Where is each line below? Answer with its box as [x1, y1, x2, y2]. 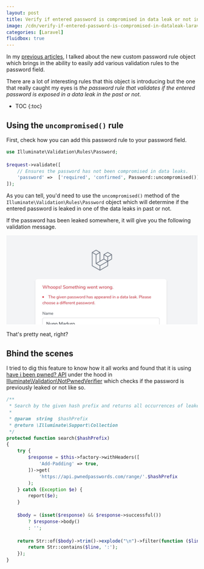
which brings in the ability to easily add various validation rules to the [6, 60, 179, 67]
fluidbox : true [6, 35, 45, 42]
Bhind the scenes [6, 348, 74, 359]
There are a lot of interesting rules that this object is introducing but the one [6, 78, 195, 85]
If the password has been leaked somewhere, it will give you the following [6, 217, 191, 224]
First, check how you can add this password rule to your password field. [6, 136, 187, 143]
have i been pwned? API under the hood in [6, 371, 112, 378]
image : [6, 23, 23, 29]
